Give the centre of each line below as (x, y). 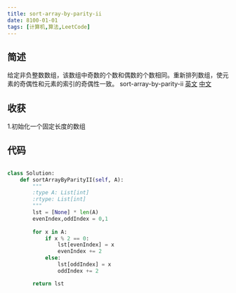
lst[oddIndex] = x (84, 265)
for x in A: (50, 232)
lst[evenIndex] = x (86, 245)
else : (53, 258)
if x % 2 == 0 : (67, 238)
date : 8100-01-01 (33, 20)
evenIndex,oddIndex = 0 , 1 (71, 219)
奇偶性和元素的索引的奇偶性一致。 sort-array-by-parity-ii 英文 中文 (116, 84)
